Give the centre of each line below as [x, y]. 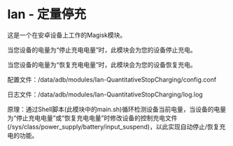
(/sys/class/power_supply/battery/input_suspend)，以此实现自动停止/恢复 [113, 126]
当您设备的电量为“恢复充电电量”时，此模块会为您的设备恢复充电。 [102, 64]
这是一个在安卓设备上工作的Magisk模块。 [67, 35]
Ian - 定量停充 [47, 14]
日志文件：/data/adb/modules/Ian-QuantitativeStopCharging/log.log [105, 94]
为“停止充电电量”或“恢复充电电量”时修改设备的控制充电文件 [92, 118]
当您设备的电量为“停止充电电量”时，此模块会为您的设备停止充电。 [102, 50]
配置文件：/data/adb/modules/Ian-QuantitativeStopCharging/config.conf [112, 79]
